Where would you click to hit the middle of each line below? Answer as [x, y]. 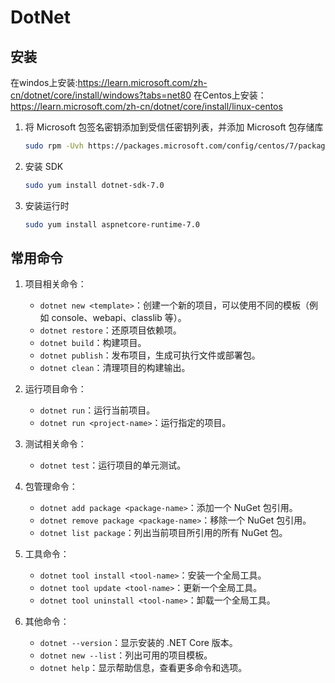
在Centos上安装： [230, 95]
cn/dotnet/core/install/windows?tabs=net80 [101, 95]
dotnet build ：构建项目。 [93, 343]
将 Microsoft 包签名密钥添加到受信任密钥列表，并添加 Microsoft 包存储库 [174, 127]
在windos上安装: [44, 82]
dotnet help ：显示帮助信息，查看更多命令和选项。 [143, 668]
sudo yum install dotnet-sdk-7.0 [94, 185]
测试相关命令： [55, 444]
